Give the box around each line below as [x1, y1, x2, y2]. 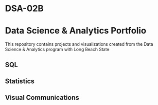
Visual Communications [5, 93, 79, 102]
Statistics [5, 77, 35, 85]
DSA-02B [5, 3, 44, 14]
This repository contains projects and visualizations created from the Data [5, 41, 153, 47]
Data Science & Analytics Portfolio [5, 25, 147, 36]
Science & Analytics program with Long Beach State [5, 47, 109, 52]
